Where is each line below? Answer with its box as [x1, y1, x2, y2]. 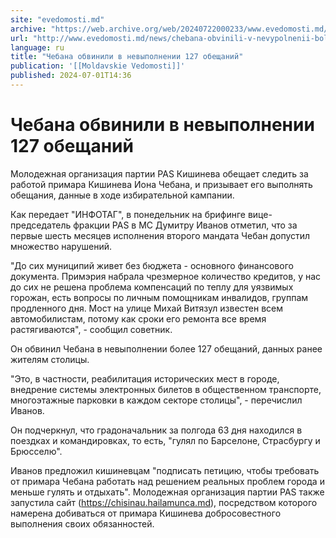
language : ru [10, 42, 65, 53]
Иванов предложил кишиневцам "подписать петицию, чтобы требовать [10, 464, 320, 476]
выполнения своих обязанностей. [10, 517, 155, 530]
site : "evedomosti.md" [10, 14, 105, 25]
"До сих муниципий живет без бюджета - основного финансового [10, 259, 294, 271]
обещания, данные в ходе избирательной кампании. [10, 189, 235, 201]
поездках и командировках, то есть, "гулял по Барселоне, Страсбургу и [10, 434, 321, 446]
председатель [10, 219, 72, 231]
